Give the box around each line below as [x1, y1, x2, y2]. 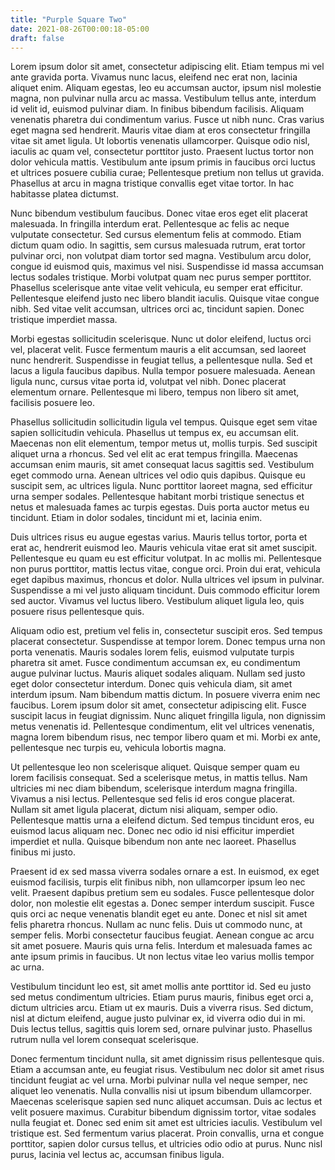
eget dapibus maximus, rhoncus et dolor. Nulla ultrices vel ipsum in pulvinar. [10, 574, 325, 586]
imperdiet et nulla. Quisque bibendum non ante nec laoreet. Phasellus [10, 836, 297, 848]
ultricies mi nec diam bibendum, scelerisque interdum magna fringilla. [10, 782, 298, 795]
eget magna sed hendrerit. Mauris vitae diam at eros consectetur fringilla [10, 124, 311, 136]
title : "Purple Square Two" [10, 14, 128, 25]
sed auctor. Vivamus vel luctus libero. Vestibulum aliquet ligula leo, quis [10, 595, 305, 607]
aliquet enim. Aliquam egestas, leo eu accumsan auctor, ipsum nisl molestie [10, 82, 322, 94]
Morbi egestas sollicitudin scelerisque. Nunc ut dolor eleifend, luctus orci [10, 333, 312, 345]
